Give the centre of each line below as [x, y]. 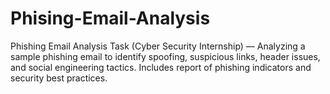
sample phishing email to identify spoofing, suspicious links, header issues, [165, 56]
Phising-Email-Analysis [110, 18]
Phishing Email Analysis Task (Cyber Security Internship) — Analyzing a [158, 46]
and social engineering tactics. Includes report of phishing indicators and [161, 67]
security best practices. [59, 78]
